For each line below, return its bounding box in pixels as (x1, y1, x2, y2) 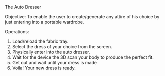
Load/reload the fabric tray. (12, 38, 69, 44)
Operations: (5, 29, 29, 34)
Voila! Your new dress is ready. (12, 65, 76, 71)
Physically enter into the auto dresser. (12, 49, 90, 55)
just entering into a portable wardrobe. (5, 19, 84, 25)
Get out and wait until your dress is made (12, 60, 97, 65)
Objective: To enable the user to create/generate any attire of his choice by (5, 14, 160, 19)
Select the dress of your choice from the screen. (12, 44, 112, 49)
